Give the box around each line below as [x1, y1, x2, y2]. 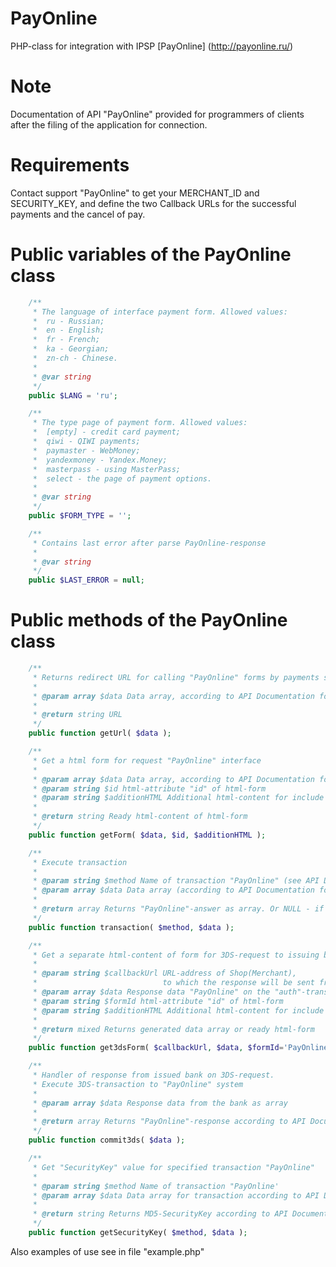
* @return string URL [32, 710, 123, 720]
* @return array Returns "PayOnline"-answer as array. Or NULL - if [32, 904, 325, 914]
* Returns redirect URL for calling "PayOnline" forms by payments [32, 672, 320, 682]
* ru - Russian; [32, 316, 105, 326]
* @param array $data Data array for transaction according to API [32, 1190, 320, 1201]
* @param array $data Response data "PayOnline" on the [32, 987, 271, 997]
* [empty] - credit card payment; [32, 427, 182, 437]
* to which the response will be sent [32, 978, 315, 988]
